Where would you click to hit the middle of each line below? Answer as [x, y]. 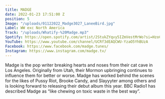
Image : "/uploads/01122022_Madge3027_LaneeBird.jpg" [60, 23]
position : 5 [17, 19]
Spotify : [14, 37]
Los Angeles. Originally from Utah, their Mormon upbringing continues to [79, 70]
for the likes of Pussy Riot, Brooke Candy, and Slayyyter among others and [81, 81]
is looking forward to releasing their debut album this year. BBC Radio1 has [80, 86]
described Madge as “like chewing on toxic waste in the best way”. [73, 91]
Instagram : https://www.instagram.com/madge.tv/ [56, 51]
